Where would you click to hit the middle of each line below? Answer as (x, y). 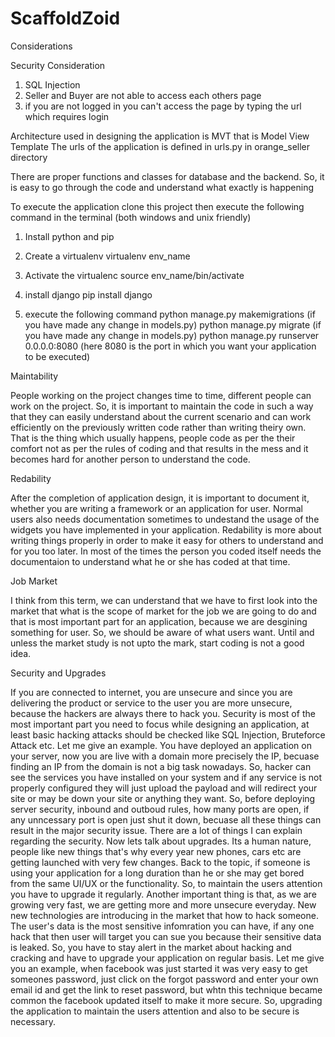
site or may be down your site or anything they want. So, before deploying (163, 798)
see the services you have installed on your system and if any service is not (166, 777)
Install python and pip (69, 236)
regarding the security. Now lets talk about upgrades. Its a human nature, (161, 841)
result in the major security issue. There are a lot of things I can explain (156, 830)
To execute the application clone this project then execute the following (157, 206)
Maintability (34, 376)
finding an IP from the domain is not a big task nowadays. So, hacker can (161, 766)
